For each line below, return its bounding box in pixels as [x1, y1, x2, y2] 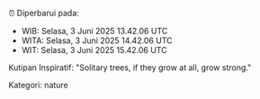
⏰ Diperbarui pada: [8, 8, 80, 18]
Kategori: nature [8, 80, 68, 90]
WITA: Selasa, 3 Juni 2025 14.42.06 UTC [21, 35, 173, 46]
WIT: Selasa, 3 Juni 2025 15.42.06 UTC [21, 45, 167, 55]
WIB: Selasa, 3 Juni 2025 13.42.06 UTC [21, 26, 168, 36]
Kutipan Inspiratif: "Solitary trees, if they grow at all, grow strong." [8, 62, 252, 73]
